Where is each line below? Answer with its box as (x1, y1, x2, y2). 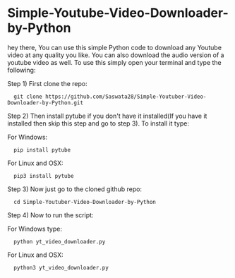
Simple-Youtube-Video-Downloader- (7, 5, 229, 21)
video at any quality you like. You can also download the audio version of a (7, 51, 224, 59)
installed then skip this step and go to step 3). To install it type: (7, 119, 189, 128)
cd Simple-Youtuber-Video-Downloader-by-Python (13, 198, 157, 205)
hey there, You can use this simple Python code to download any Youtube (7, 43, 222, 52)
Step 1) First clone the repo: (7, 79, 88, 87)
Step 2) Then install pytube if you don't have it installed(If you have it (7, 111, 207, 120)
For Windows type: (7, 224, 62, 233)
